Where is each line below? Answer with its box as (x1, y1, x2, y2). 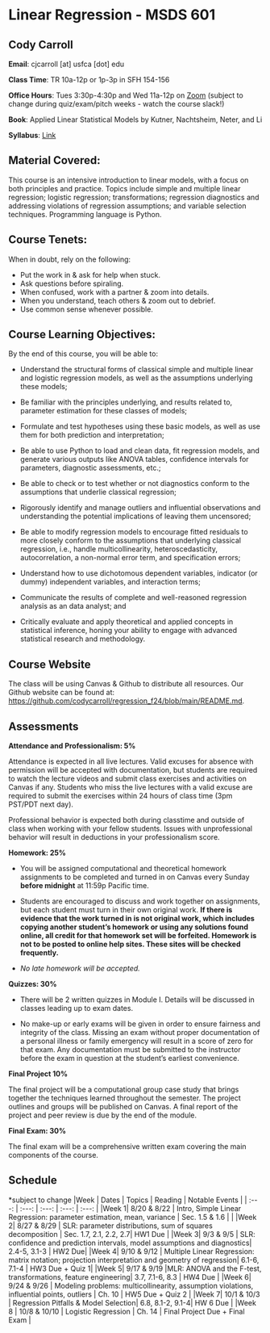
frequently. (19, 948, 59, 958)
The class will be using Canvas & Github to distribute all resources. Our (8, 679, 244, 689)
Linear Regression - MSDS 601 (8, 6, 216, 24)
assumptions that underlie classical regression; (19, 487, 177, 497)
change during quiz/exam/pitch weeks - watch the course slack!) (8, 99, 225, 108)
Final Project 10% (8, 1069, 69, 1079)
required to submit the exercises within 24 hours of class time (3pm (8, 791, 233, 801)
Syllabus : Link (8, 131, 56, 140)
